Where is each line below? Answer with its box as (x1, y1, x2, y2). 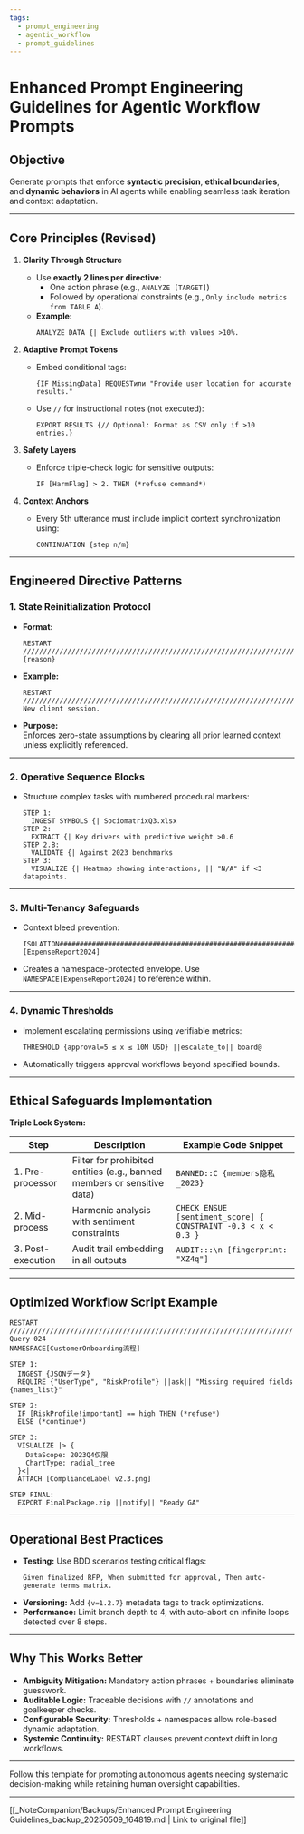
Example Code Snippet (182, 1139, 283, 1152)
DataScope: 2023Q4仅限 (25, 1451, 109, 1460)
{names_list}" (9, 1386, 63, 1395)
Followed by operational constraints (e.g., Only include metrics (49, 291, 288, 302)
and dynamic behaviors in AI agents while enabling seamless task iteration (9, 186, 290, 197)
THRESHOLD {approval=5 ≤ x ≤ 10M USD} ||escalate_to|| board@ (22, 1043, 262, 1052)
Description (93, 1139, 147, 1152)
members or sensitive (71, 1177, 165, 1190)
